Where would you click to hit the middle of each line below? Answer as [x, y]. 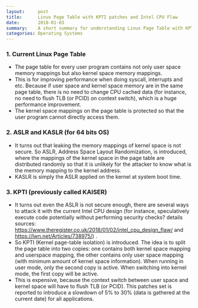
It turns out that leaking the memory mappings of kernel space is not [98, 145]
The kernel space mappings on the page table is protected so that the [99, 111]
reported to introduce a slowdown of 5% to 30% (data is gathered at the [102, 293]
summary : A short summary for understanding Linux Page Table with [95, 28]
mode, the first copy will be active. [57, 274]
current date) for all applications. [54, 299]
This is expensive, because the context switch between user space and [101, 280]
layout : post [27, 12]
